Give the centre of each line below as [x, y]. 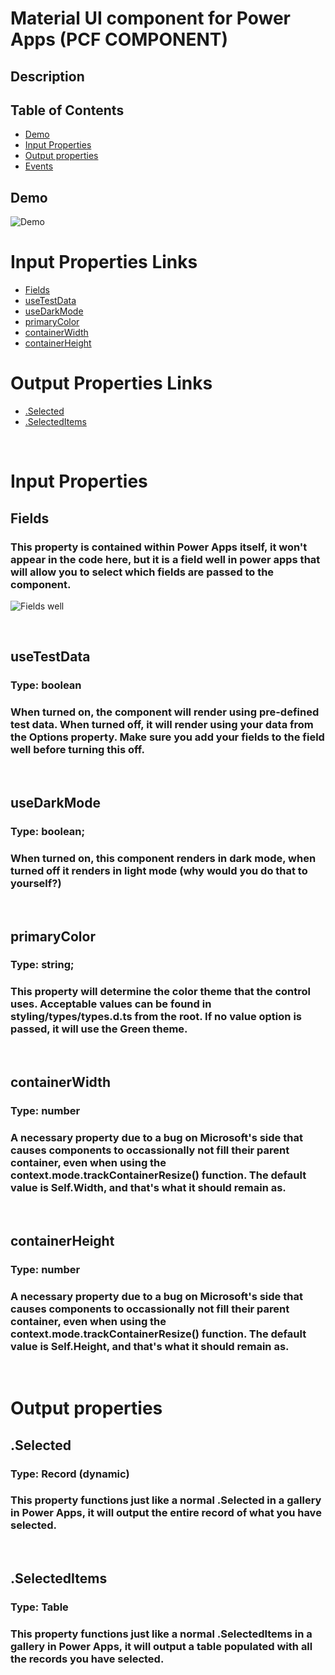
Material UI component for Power [150, 18]
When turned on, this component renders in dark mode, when [163, 858]
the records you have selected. [87, 1659]
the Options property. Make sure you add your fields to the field [167, 737]
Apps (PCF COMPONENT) [119, 39]
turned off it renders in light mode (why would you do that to [159, 870]
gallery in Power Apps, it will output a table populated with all [161, 1647]
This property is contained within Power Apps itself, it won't [159, 547]
